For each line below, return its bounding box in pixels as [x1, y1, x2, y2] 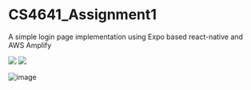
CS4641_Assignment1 [8, 6, 157, 24]
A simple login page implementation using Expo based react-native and [8, 32, 244, 41]
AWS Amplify [8, 40, 52, 49]
